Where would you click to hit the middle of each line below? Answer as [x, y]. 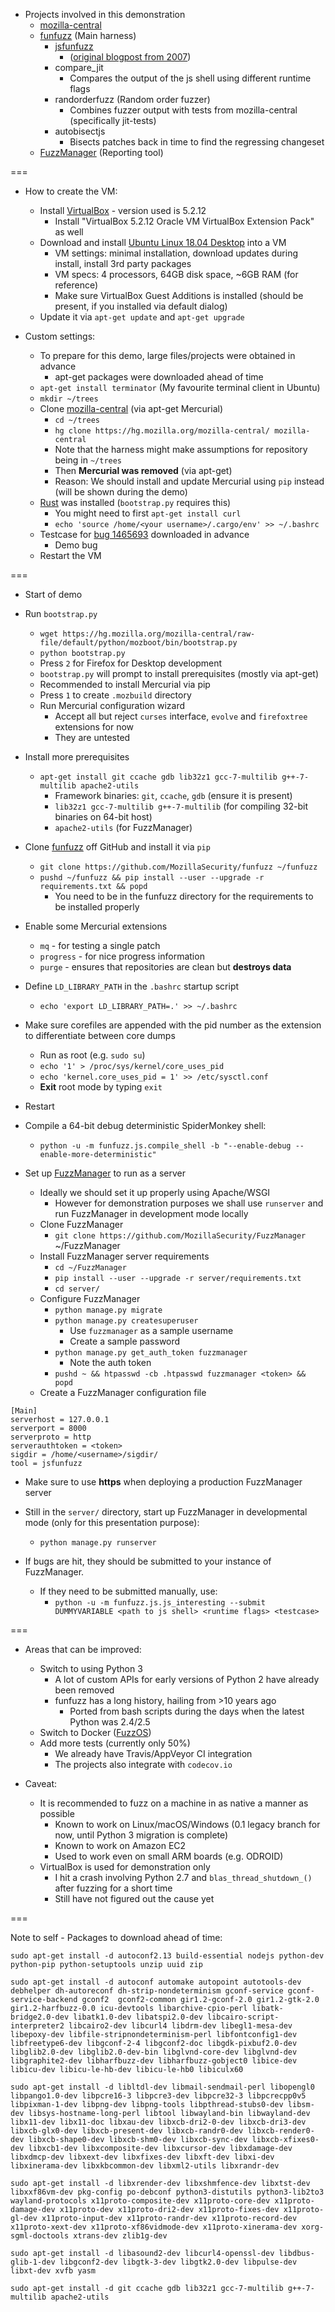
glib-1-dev [33, 2262]
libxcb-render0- [281, 2131]
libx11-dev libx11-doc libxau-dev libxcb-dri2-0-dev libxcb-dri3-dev [158, 2122]
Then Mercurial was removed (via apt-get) [143, 470]
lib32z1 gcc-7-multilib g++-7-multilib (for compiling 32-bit [181, 806]
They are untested [92, 737]
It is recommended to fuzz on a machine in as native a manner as [174, 1803]
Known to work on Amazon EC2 [120, 1845]
